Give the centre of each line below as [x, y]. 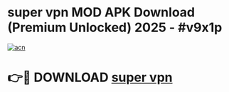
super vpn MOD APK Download [101, 12]
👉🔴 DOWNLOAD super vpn [90, 77]
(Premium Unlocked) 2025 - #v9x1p [115, 27]
